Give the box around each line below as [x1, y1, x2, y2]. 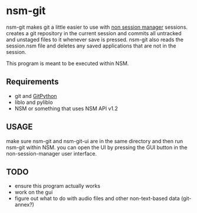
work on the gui [14, 189, 53, 196]
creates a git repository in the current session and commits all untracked [6, 29, 182, 36]
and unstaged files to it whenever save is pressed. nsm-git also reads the [6, 36, 184, 43]
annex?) [14, 201, 34, 208]
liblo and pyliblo [14, 99, 53, 106]
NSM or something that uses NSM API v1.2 [14, 104, 118, 112]
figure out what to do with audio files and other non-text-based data [14, 195, 181, 202]
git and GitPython [14, 92, 57, 99]
